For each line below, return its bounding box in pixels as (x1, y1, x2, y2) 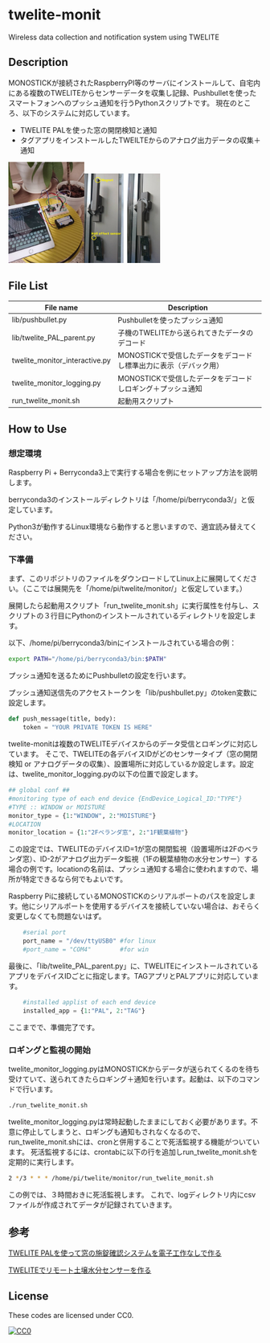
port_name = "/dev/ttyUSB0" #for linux (22, 937, 157, 946)
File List (8, 279, 48, 293)
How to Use (8, 422, 67, 436)
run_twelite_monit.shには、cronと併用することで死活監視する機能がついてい (8, 1136, 260, 1147)
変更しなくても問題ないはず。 (8, 911, 106, 922)
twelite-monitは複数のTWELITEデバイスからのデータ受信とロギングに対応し (8, 739, 259, 749)
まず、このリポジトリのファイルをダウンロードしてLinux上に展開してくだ (8, 573, 251, 584)
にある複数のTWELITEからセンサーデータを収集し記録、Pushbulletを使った (8, 88, 257, 97)
